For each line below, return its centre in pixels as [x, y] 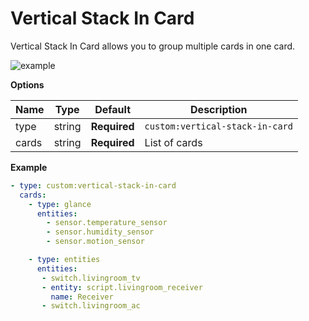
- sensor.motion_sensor [95, 242]
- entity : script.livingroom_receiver [122, 287]
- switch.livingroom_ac [91, 306]
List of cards [173, 142]
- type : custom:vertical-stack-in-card [93, 185]
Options [27, 84]
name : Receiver [82, 297]
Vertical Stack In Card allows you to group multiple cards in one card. [153, 46]
